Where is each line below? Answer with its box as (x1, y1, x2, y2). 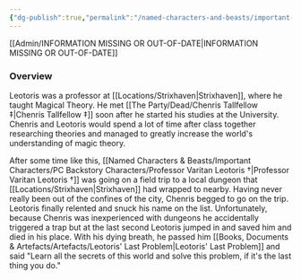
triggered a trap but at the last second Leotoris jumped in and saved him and (9, 222, 292, 232)
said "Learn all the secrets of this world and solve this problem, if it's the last (9, 250, 292, 261)
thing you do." (9, 259, 61, 270)
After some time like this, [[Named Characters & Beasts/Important (9, 154, 252, 166)
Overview (9, 69, 53, 82)
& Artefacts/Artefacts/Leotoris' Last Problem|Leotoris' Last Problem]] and (9, 241, 280, 251)
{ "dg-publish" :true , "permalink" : (9, 13, 134, 22)
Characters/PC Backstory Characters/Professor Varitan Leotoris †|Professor (9, 164, 289, 175)
